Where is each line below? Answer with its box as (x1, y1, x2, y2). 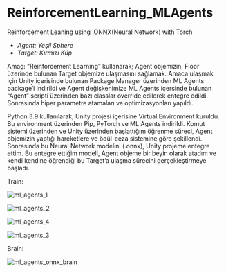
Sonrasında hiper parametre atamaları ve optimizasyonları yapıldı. (7, 98, 194, 107)
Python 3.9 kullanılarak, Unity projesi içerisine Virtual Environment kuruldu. (7, 112, 220, 121)
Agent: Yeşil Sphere (17, 41, 74, 49)
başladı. (7, 164, 30, 172)
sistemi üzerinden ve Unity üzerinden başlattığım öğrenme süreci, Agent (7, 127, 213, 135)
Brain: (7, 244, 24, 252)
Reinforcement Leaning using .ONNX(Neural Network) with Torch (7, 28, 193, 36)
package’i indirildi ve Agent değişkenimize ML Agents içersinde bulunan (7, 84, 212, 92)
